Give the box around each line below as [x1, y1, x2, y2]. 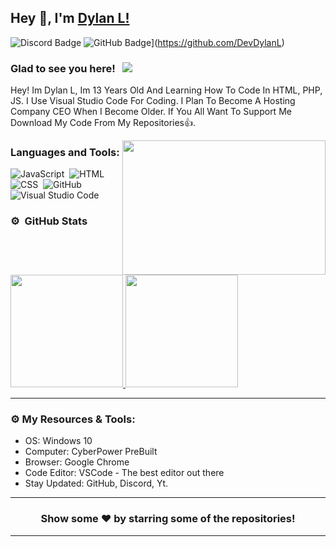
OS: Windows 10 [24, 435, 93, 447]
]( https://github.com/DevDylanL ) [151, 36, 285, 48]
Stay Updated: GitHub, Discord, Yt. [24, 477, 169, 490]
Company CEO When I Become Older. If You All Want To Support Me [10, 106, 292, 118]
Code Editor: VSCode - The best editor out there [24, 467, 225, 479]
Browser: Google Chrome [24, 456, 130, 468]
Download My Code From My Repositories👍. [10, 117, 197, 129]
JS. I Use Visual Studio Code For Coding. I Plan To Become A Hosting [10, 95, 296, 107]
